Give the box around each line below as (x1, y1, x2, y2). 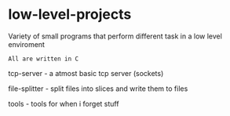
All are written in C (8, 55, 79, 63)
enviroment (8, 39, 46, 49)
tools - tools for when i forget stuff (8, 99, 119, 108)
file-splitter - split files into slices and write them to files (8, 84, 188, 93)
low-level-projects (8, 5, 132, 24)
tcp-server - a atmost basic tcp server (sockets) (8, 68, 164, 78)
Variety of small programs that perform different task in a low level (8, 31, 222, 41)
